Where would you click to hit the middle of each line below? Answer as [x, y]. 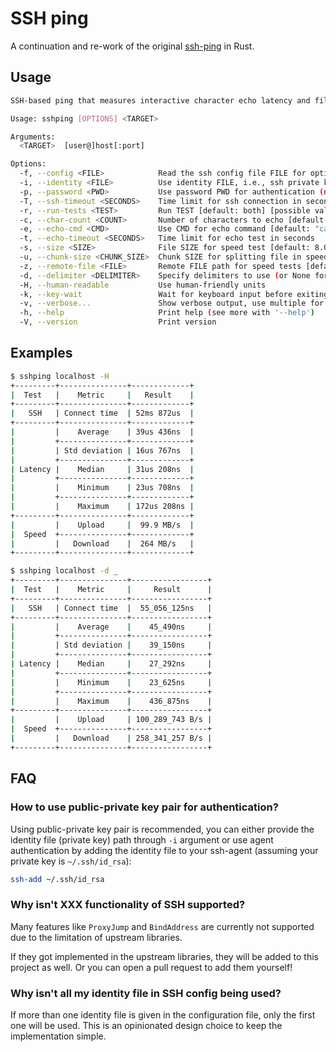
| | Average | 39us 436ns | [102, 432]
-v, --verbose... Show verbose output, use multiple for [172, 303]
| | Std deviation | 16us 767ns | [102, 450]
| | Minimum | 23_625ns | [111, 682]
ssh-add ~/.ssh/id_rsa [57, 879]
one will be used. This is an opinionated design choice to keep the [146, 1025]
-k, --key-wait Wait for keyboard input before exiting [174, 294]
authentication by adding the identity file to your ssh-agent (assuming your [164, 850]
